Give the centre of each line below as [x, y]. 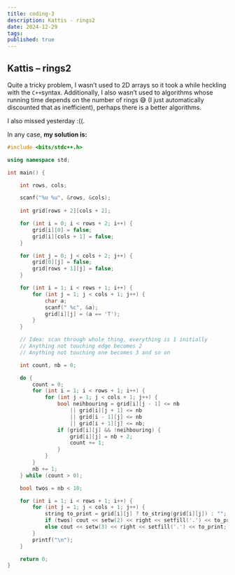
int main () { [26, 172]
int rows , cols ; [44, 185]
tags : [15, 33]
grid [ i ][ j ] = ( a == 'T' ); [82, 314]
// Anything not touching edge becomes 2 [81, 346]
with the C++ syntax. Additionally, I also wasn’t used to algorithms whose [110, 92]
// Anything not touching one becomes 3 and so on [95, 352]
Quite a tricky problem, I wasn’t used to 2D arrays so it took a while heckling [117, 85]
